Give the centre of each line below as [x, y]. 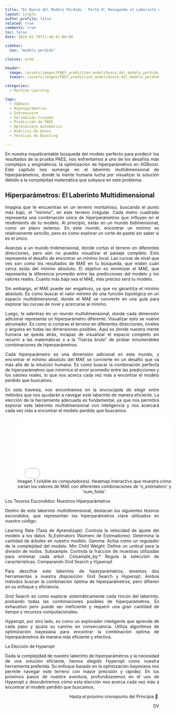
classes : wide [20, 59]
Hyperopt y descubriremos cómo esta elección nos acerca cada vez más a [82, 682]
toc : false [16, 32]
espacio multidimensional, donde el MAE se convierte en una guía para [82, 299]
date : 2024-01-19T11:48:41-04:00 [39, 37]
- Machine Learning [29, 91]
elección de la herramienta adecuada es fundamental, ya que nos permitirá [82, 400]
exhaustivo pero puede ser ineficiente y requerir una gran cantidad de [82, 606]
